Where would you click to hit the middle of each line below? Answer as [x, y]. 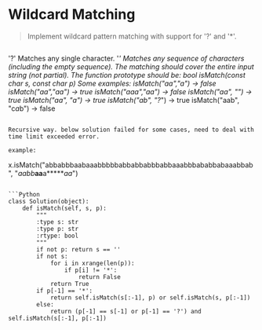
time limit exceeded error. [54, 136]
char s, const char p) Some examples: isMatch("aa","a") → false [113, 83]
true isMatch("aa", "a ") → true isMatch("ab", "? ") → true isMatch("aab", [124, 100]
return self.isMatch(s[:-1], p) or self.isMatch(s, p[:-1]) [150, 297]
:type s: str [58, 222]
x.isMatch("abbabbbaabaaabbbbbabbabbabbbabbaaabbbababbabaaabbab [131, 165]
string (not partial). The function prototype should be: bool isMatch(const [127, 75]
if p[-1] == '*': [64, 291]
